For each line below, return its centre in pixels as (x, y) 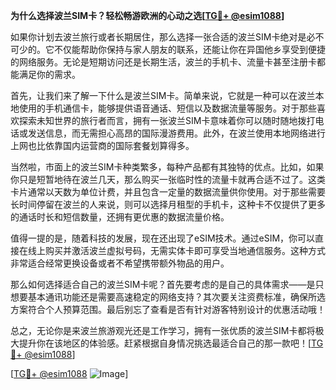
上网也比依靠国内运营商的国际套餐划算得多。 (102, 145)
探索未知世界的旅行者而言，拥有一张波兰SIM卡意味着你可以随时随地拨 (162, 120)
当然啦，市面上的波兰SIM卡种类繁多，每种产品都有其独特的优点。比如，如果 (167, 167)
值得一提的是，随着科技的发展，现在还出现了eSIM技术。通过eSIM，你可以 (163, 238)
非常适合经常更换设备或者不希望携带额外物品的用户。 (120, 263)
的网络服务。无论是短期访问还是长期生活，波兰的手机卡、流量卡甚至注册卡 (163, 62)
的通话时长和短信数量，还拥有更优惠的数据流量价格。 (120, 217)
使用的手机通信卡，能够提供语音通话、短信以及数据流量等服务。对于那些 (167, 108)
